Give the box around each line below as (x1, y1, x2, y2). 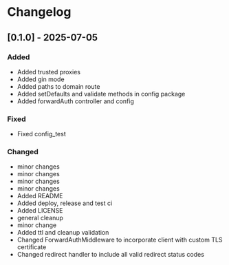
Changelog (7, 4, 72, 20)
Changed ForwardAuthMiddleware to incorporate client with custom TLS (17, 235, 223, 244)
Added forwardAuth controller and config (17, 97, 134, 105)
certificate (17, 243, 47, 251)
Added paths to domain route (17, 82, 100, 90)
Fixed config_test (17, 130, 67, 138)
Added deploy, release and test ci (17, 199, 113, 207)
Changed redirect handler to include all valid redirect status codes (17, 251, 205, 259)
